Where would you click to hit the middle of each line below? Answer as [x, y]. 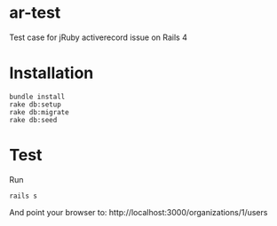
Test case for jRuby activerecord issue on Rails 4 [99, 37]
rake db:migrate [39, 112]
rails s [24, 196]
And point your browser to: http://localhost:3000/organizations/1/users [138, 212]
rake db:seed [33, 120]
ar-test [35, 13]
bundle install [37, 97]
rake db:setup [36, 105]
